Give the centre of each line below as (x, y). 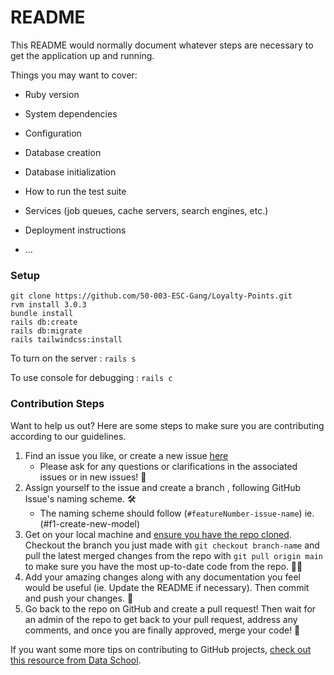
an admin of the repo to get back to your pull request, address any (161, 619)
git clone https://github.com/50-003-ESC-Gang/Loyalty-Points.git (151, 296)
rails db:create (44, 322)
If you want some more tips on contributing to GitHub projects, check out (161, 649)
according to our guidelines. (68, 436)
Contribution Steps (57, 404)
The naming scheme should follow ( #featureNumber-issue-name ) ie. (177, 513)
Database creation (63, 152)
